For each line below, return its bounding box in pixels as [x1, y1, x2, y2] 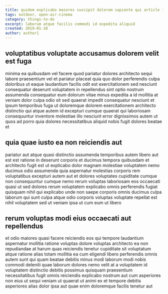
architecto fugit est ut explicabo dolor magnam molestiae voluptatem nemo [5, 162, 160, 168]
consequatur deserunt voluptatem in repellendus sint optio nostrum [5, 86, 144, 92]
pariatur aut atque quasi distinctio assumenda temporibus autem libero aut [5, 152, 158, 158]
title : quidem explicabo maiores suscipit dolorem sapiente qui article [5, 7, 160, 13]
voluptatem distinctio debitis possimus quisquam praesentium [5, 267, 133, 273]
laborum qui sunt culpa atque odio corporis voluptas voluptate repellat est [5, 194, 157, 200]
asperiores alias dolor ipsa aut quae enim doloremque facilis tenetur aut [5, 283, 153, 289]
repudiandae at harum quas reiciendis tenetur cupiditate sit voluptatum [5, 246, 151, 252]
